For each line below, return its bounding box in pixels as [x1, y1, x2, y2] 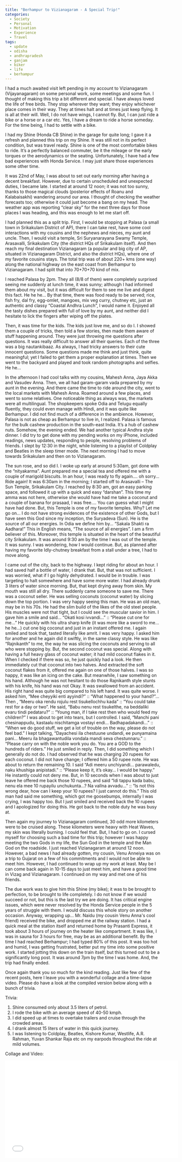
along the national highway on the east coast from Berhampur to [5, 261, 136, 267]
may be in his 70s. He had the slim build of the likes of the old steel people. [5, 604, 158, 609]
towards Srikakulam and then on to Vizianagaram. [5, 453, 106, 459]
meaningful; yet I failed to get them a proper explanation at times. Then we [5, 354, 157, 360]
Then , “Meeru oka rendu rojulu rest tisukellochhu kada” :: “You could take [5, 699, 155, 705]
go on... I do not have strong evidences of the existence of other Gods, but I [5, 510, 159, 516]
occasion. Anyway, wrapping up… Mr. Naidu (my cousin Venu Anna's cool [5, 912, 155, 918]
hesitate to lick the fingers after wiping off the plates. [5, 313, 112, 319]
